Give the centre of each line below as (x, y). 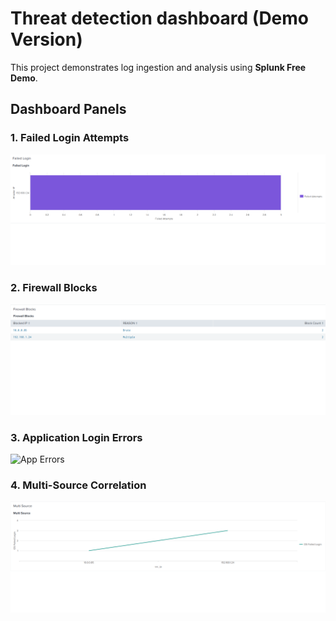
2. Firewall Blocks (54, 288)
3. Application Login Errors (76, 437)
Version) (46, 39)
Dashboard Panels (68, 109)
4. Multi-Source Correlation (78, 485)
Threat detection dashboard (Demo (160, 18)
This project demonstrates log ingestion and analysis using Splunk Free (158, 67)
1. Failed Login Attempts (70, 138)
